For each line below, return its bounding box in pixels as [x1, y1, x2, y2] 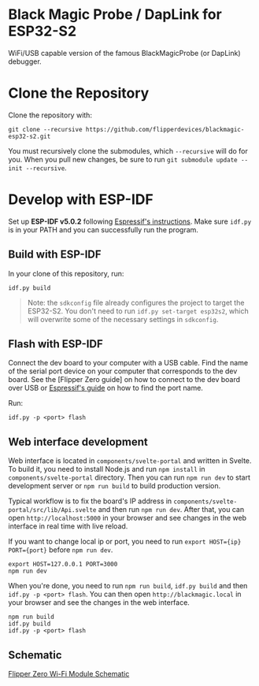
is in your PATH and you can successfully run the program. [8, 224, 199, 234]
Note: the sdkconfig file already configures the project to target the [27, 298, 245, 307]
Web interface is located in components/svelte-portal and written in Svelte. [8, 456, 252, 465]
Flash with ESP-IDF [8, 337, 104, 351]
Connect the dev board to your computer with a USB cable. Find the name [8, 358, 249, 368]
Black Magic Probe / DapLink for [8, 6, 222, 24]
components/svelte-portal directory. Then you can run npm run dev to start [8, 473, 250, 482]
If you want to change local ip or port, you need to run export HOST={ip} [8, 537, 242, 547]
